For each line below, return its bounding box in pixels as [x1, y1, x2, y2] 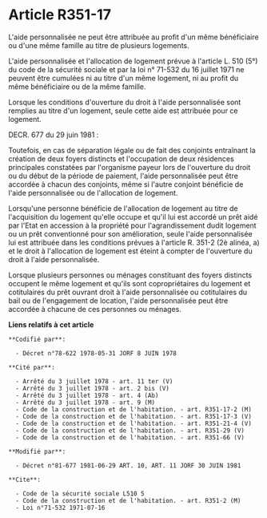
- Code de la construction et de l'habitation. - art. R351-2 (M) [15, 496, 241, 504]
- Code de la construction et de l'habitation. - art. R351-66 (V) [15, 433, 245, 442]
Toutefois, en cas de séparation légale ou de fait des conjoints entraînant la [8, 145, 256, 155]
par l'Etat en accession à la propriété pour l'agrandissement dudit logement [8, 221, 257, 230]
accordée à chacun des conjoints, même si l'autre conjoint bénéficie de [8, 179, 244, 189]
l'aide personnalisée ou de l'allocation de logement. [8, 188, 178, 197]
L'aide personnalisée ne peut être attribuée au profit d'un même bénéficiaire [8, 32, 259, 42]
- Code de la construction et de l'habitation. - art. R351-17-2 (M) [15, 405, 252, 414]
